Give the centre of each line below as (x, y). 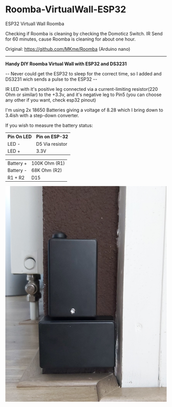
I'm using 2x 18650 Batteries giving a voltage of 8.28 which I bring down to (84, 110)
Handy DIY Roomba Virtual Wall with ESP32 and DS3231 (66, 64)
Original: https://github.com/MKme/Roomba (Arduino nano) (68, 49)
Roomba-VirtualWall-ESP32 (66, 9)
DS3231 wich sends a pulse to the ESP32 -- (51, 79)
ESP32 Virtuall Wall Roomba (35, 24)
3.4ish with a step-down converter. (42, 115)
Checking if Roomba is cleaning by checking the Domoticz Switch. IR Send (84, 33)
